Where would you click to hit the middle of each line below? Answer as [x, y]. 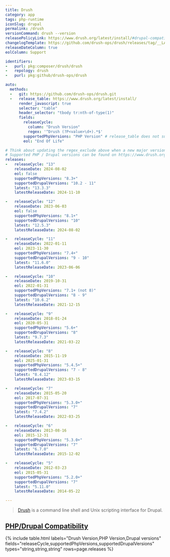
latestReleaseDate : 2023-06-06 [47, 267]
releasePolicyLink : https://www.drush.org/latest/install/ [69, 38]
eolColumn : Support [26, 52]
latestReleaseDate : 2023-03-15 [47, 379]
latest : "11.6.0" [33, 263]
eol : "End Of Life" [44, 141]
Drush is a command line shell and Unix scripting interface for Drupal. [90, 510]
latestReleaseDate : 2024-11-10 [47, 193]
